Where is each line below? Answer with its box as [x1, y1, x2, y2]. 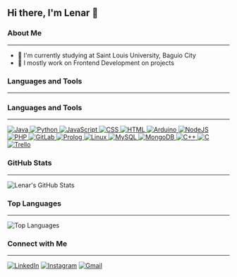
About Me [7, 28, 42, 38]
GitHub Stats [7, 158, 52, 168]
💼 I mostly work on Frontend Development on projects [17, 58, 175, 67]
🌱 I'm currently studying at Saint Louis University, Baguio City [17, 51, 196, 59]
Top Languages [7, 199, 62, 208]
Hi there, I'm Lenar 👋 [7, 7, 99, 19]
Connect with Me [7, 238, 68, 248]
